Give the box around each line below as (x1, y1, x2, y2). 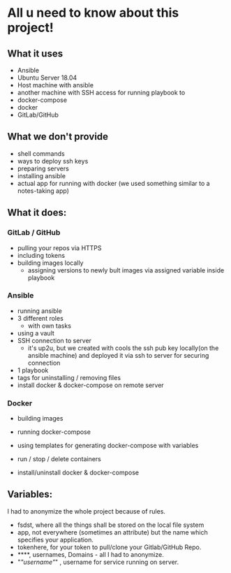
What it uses (7, 48, 64, 59)
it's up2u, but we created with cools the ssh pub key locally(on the (27, 344, 219, 352)
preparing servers (17, 164, 70, 173)
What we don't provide (7, 131, 109, 143)
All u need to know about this (7, 5, 179, 21)
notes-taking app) (17, 187, 70, 195)
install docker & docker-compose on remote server (17, 381, 164, 389)
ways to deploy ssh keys (17, 157, 89, 165)
